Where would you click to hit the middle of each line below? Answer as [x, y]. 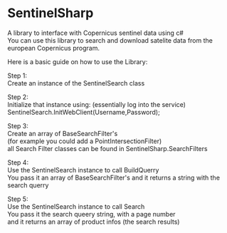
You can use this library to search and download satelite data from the [110, 40]
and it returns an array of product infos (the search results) [94, 222]
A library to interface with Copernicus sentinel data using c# [95, 33]
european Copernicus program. [53, 48]
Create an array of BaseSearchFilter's [63, 133]
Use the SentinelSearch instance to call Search [76, 206]
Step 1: [17, 76]
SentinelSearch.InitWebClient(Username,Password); [84, 112]
